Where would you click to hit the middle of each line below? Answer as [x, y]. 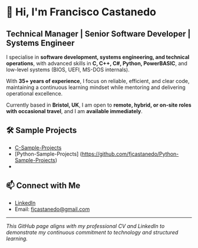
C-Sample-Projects [38, 147]
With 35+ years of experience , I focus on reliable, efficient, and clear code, [98, 81]
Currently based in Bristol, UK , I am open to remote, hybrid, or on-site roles [99, 105]
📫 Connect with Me [43, 186]
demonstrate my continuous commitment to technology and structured [92, 232]
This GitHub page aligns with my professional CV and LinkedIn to [85, 226]
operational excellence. [34, 93]
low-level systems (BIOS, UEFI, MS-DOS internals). [68, 70]
